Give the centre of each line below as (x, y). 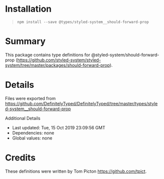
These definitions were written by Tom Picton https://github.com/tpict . (76, 171)
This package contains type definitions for (48, 55)
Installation (28, 9)
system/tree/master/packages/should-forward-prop (58, 65)
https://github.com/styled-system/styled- (59, 60)
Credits (20, 158)
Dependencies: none (33, 133)
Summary (25, 41)
